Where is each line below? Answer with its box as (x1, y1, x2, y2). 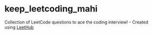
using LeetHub (4, 24, 34, 30)
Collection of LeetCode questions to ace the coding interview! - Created (4, 19, 149, 25)
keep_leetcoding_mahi (4, 3, 98, 14)
